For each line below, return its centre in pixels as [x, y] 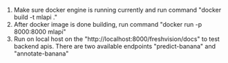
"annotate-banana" [41, 53]
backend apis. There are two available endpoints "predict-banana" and [115, 46]
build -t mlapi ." [35, 17]
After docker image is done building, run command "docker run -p [108, 24]
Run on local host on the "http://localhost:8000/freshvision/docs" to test [116, 39]
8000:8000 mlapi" [40, 32]
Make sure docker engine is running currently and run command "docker [117, 10]
